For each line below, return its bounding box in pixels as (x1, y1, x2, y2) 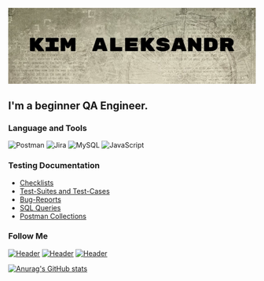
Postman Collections (19, 211, 86, 221)
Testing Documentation (8, 160, 101, 171)
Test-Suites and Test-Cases (19, 186, 110, 195)
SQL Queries (19, 203, 61, 212)
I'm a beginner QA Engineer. (8, 99, 148, 112)
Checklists (19, 177, 54, 188)
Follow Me (8, 231, 49, 242)
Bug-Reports (19, 195, 61, 204)
